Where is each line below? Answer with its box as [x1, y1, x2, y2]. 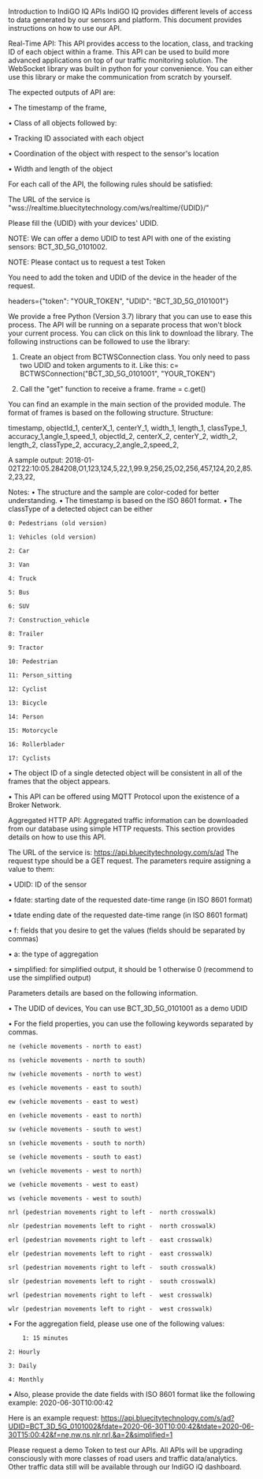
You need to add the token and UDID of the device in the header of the [8, 272, 238, 282]
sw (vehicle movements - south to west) [8, 1125, 143, 1133]
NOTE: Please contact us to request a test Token [8, 257, 165, 267]
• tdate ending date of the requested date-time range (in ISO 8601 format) [8, 910, 248, 919]
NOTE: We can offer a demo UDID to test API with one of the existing [8, 234, 231, 243]
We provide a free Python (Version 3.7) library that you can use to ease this [8, 312, 252, 321]
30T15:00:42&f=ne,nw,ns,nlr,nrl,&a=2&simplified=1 [8, 1430, 173, 1440]
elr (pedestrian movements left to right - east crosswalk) [8, 1250, 213, 1258]
